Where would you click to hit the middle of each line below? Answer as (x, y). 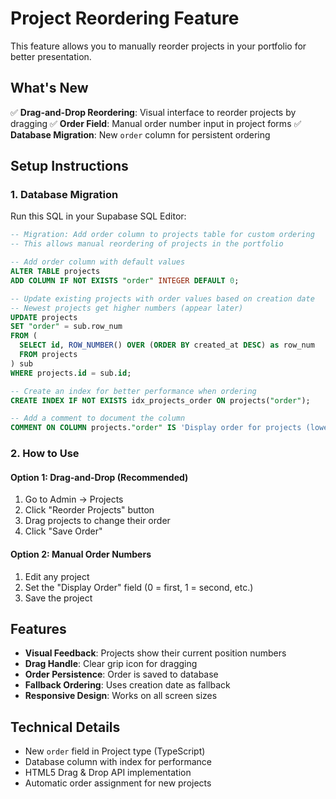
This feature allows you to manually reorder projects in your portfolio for (158, 46)
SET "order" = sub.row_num (66, 327)
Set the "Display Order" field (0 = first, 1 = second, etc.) (139, 587)
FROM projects (48, 355)
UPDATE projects (44, 317)
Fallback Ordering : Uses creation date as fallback (127, 685)
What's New (49, 88)
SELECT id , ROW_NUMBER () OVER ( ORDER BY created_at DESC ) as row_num (167, 345)
